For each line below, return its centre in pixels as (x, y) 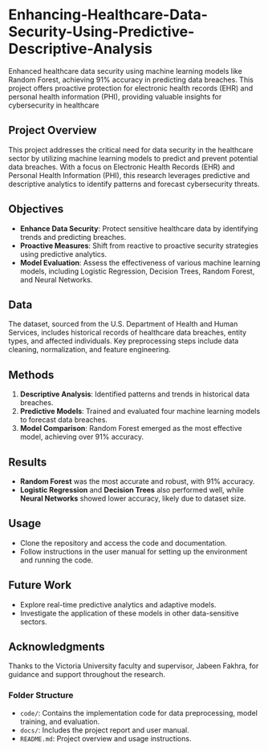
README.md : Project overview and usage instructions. (106, 738)
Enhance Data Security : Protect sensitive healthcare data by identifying (139, 228)
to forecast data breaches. (64, 420)
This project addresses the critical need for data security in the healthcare (131, 149)
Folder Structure (41, 696)
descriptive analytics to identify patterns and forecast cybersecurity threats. (134, 184)
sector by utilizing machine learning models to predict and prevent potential (133, 158)
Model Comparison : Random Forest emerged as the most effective (131, 428)
